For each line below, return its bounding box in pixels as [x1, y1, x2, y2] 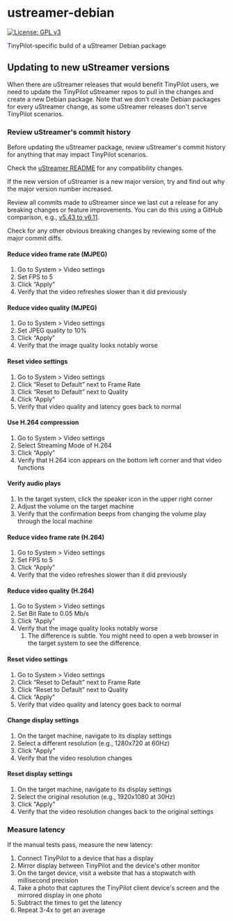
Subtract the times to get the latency [17, 899, 122, 907]
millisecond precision [17, 876, 79, 885]
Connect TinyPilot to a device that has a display [17, 854, 154, 862]
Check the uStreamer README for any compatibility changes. [7, 164, 184, 172]
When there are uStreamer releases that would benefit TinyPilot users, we [7, 80, 219, 88]
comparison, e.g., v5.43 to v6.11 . [7, 213, 99, 222]
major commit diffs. [7, 234, 63, 242]
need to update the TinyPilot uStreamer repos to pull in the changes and [7, 87, 214, 95]
